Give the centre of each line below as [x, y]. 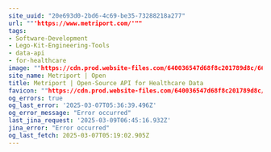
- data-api [27, 53]
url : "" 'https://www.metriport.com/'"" [75, 23]
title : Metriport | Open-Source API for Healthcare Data [106, 83]
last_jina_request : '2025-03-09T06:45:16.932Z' [90, 121]
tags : [17, 31]
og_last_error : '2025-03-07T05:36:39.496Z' [83, 105]
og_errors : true [35, 98]
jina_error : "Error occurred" [59, 128]
